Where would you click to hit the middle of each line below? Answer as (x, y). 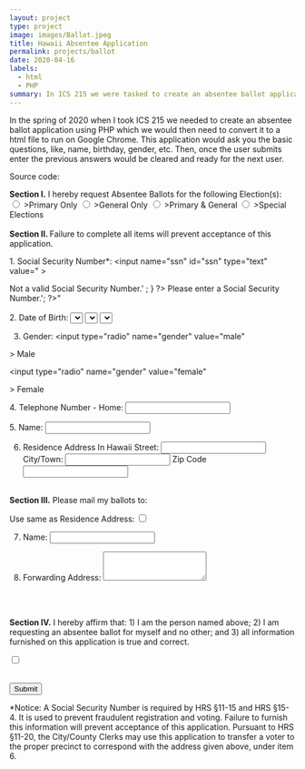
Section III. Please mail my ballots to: (79, 500)
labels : (24, 69)
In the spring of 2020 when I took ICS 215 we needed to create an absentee (151, 120)
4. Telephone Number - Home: (67, 407)
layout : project (40, 18)
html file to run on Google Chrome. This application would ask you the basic (151, 139)
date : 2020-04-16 (42, 60)
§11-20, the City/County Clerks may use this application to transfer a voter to (152, 736)
